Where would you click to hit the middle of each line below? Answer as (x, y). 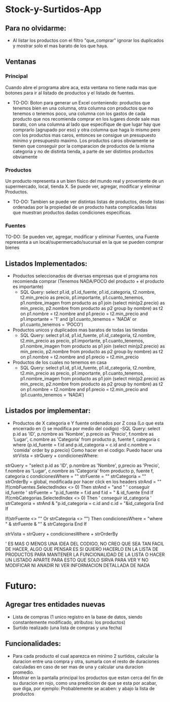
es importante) (28, 287)
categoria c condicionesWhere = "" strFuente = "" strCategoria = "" (76, 476)
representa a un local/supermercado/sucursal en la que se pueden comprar (84, 242)
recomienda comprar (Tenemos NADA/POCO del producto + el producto (88, 282)
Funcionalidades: (33, 644)
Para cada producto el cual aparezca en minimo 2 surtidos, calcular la (86, 656)
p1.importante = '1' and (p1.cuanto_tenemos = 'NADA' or (78, 319)
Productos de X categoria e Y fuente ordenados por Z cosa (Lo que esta (88, 423)
